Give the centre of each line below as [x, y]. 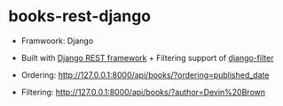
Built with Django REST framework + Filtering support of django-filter [147, 57]
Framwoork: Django [57, 41]
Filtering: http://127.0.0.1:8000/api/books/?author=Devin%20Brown [143, 92]
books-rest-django [80, 16]
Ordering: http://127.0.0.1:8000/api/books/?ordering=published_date [145, 75]
